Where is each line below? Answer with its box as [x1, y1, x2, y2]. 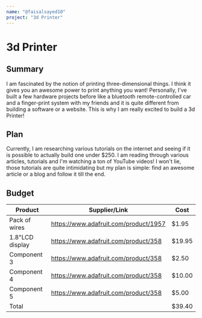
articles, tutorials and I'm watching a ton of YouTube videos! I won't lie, [6, 158, 182, 165]
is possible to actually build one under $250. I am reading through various [6, 151, 189, 159]
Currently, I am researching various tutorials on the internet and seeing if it [6, 145, 191, 152]
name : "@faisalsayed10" [6, 8, 66, 15]
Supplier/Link [88, 206, 128, 214]
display [9, 241, 30, 249]
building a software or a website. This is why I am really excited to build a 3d [6, 106, 195, 113]
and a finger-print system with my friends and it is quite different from [6, 99, 179, 106]
